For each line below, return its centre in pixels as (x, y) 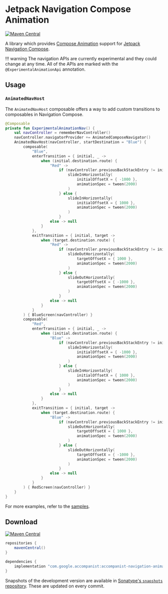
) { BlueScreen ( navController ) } (58, 315)
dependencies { (21, 561)
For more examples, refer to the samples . (47, 506)
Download (21, 522)
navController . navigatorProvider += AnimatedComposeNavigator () (82, 137)
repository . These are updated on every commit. (55, 586)
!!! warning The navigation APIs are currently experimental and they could (81, 58)
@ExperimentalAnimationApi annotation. (45, 69)
